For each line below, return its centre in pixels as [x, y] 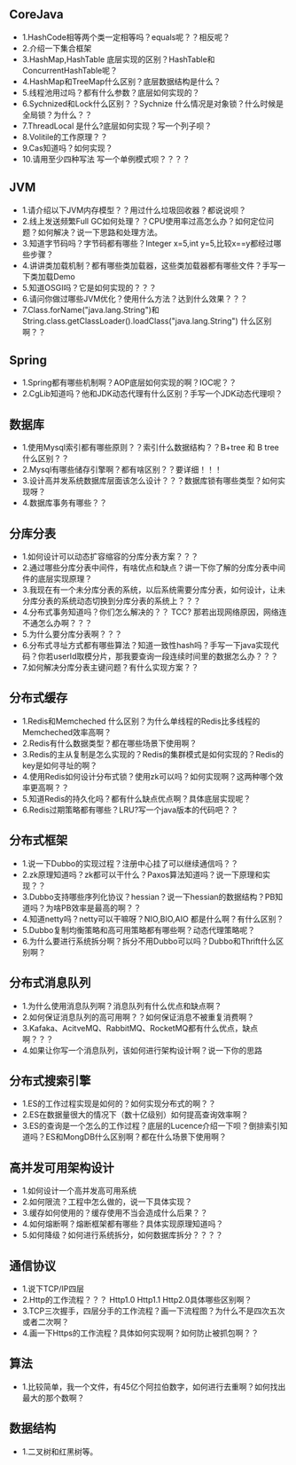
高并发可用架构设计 [62, 1167]
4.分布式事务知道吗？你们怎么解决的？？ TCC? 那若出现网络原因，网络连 [154, 612]
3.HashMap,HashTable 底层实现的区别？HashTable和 [118, 59]
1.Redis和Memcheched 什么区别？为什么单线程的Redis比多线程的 [141, 721]
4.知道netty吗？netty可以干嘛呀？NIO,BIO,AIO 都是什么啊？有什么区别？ [153, 919]
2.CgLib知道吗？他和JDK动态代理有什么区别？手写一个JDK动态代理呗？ [152, 394]
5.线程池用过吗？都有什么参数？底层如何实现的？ [111, 92]
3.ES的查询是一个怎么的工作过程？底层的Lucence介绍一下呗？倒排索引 [151, 1126]
